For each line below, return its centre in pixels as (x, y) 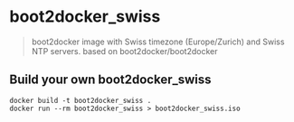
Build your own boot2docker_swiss (110, 80)
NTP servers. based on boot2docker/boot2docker (124, 51)
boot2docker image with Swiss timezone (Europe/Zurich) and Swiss (158, 42)
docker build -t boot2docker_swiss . (81, 100)
